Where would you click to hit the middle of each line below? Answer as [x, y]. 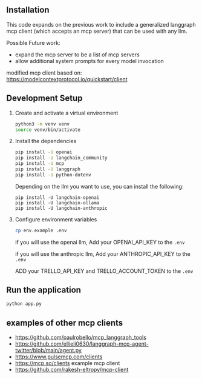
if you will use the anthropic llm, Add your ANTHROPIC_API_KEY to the [103, 253]
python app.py [24, 304]
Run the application [44, 290]
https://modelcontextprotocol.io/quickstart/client [67, 79]
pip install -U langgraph [47, 169]
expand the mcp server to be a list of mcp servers [77, 55]
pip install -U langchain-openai [57, 197]
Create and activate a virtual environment [67, 113]
